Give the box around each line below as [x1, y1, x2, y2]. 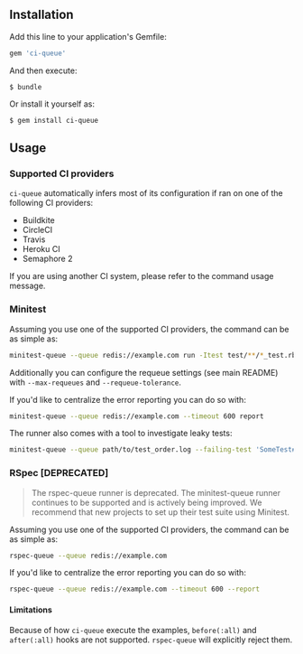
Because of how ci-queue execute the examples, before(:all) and [9, 624, 257, 635]
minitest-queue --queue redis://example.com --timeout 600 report [9, 411, 264, 421]
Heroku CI [22, 244, 60, 255]
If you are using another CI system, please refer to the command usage [9, 271, 274, 282]
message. [9, 280, 46, 292]
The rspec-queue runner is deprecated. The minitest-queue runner [31, 487, 281, 498]
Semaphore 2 [22, 253, 73, 265]
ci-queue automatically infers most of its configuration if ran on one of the [9, 188, 283, 199]
